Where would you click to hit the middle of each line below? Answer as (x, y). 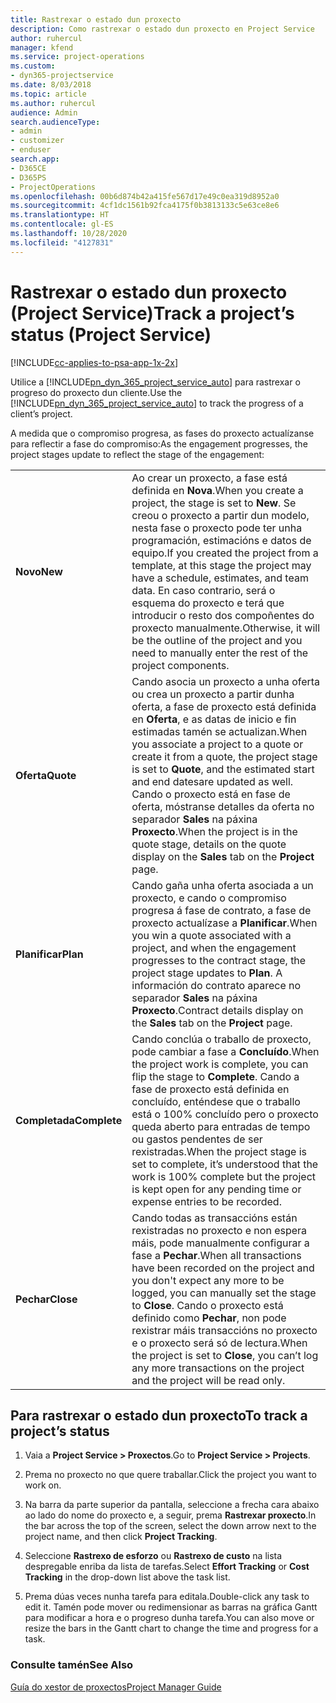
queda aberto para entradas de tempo (221, 1126)
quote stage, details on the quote (209, 844)
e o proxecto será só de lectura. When (219, 1343)
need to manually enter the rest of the (220, 653)
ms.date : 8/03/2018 (51, 85)
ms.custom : (33, 66)
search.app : (35, 159)
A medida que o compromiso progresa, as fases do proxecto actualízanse (162, 433)
